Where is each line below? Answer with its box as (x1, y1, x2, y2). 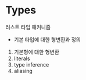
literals (13, 55, 30, 62)
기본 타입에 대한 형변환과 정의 (13, 36, 81, 43)
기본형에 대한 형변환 (13, 48, 59, 55)
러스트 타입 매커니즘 (5, 23, 51, 30)
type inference (13, 61, 49, 68)
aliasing (13, 67, 33, 74)
